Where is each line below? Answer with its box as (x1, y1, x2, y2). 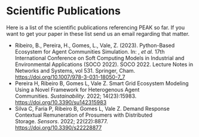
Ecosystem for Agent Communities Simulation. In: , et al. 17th (14, 48, 165, 55)
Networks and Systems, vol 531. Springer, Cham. (14, 67, 136, 74)
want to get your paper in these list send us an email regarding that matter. (6, 30, 190, 37)
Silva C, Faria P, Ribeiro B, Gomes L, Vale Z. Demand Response (14, 105, 170, 112)
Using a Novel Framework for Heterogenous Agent (14, 86, 140, 93)
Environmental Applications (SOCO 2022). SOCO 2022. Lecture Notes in (14, 61, 194, 68)
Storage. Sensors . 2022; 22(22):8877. (14, 117, 108, 124)
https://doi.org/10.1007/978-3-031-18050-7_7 (14, 73, 125, 80)
